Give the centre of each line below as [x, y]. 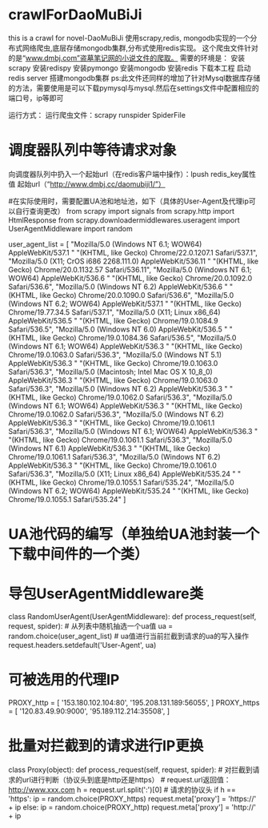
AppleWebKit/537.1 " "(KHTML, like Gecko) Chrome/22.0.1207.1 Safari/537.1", [133, 252]
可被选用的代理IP [64, 680]
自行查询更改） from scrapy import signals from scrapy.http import [124, 211]
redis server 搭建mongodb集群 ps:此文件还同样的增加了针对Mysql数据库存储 [134, 78]
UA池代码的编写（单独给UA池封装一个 [134, 535]
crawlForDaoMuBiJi [75, 15]
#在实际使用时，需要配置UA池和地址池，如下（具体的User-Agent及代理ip [129, 201]
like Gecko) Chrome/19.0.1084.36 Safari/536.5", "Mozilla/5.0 [138, 337]
